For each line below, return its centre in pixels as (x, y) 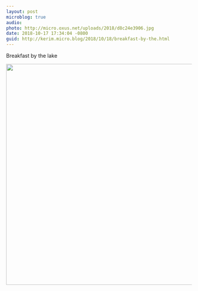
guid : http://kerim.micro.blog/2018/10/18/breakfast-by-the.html (88, 39)
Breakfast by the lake (32, 56)
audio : (14, 22)
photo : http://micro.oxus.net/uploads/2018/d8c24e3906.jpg (80, 28)
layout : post (22, 11)
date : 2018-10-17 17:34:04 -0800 (47, 34)
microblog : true (26, 17)
